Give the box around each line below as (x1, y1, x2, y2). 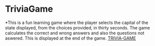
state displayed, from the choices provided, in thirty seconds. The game (5, 24, 150, 30)
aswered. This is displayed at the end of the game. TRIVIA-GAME (5, 35, 136, 41)
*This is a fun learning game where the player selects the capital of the (5, 20, 148, 25)
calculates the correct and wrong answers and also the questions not (5, 30, 145, 36)
